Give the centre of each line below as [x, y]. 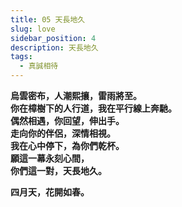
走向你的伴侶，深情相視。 [63, 133]
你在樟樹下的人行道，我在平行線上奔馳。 [93, 108]
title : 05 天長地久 [48, 19]
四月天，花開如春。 [50, 192]
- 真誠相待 [39, 66]
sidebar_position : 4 [53, 38]
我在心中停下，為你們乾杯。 [67, 145]
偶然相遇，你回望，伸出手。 [67, 120]
